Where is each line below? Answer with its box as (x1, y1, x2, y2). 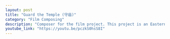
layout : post (5, 7, 33, 13)
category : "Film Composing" (5, 17, 65, 22)
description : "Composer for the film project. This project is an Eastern (5, 21, 166, 27)
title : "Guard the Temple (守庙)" (5, 12, 77, 17)
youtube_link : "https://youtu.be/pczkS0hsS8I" (5, 26, 105, 31)
